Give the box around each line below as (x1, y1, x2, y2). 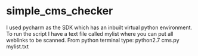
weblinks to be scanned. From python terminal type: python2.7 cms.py (6, 36, 180, 43)
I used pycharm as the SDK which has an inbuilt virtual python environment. (6, 24, 193, 31)
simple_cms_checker (6, 4, 113, 18)
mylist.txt (6, 43, 29, 50)
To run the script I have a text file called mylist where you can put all (6, 30, 174, 37)
